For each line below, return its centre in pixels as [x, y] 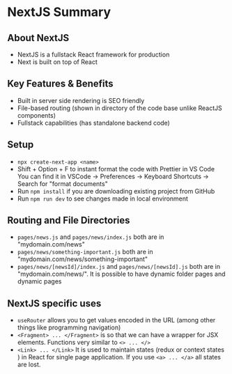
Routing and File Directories [69, 220]
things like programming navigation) [69, 327]
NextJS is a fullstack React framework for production [93, 54]
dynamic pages [39, 281]
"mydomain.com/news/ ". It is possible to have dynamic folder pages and [121, 274]
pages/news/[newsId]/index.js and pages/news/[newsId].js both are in [119, 267]
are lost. [29, 365]
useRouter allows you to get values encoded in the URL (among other [116, 320]
